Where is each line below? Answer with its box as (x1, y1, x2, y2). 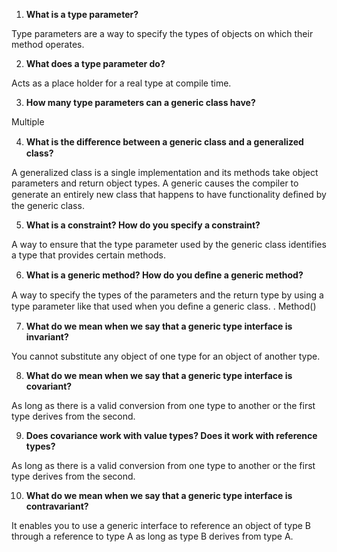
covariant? (25, 380, 73, 392)
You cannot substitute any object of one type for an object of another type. (11, 350, 321, 362)
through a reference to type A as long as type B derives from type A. (11, 530, 294, 542)
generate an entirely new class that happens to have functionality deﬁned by (11, 189, 327, 200)
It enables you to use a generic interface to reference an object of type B (11, 520, 312, 531)
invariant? (25, 331, 69, 343)
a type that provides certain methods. (11, 249, 166, 261)
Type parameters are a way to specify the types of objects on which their (11, 28, 314, 39)
